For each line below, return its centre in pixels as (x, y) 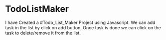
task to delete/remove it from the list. (43, 33)
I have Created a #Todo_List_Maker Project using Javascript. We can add (80, 22)
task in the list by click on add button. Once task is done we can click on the (83, 27)
